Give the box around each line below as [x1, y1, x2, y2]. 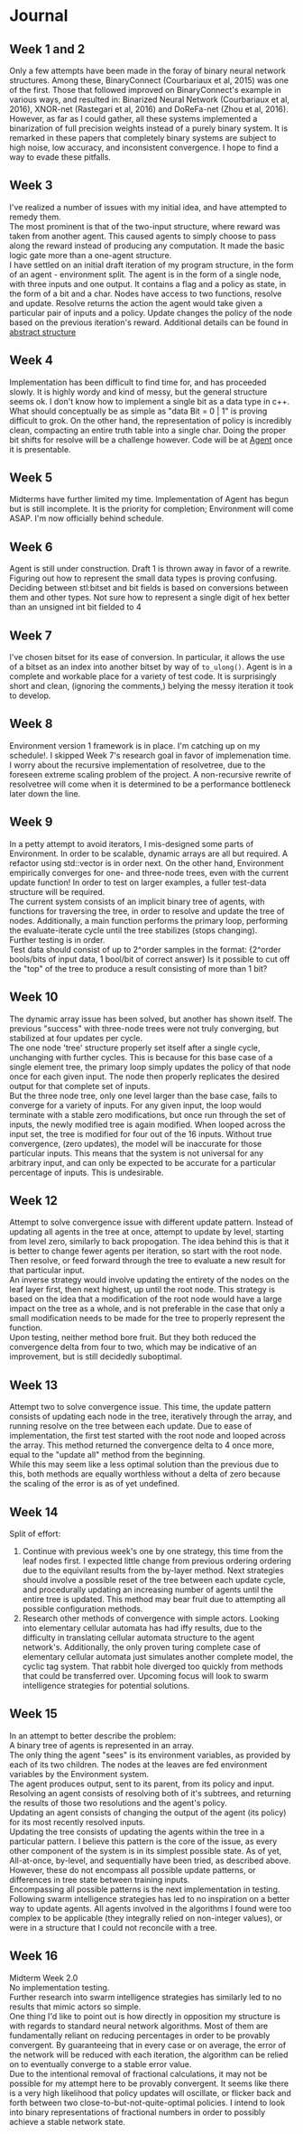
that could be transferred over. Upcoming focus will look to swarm [22, 1670, 269, 1681]
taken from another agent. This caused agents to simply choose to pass [9, 230, 277, 241]
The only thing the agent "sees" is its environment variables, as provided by [9, 1749, 291, 1760]
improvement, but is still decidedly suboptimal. [9, 1351, 182, 1362]
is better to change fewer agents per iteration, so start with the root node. [9, 1245, 282, 1256]
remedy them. [9, 211, 61, 222]
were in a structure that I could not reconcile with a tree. [9, 1922, 218, 1933]
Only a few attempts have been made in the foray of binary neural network [9, 65, 286, 76]
